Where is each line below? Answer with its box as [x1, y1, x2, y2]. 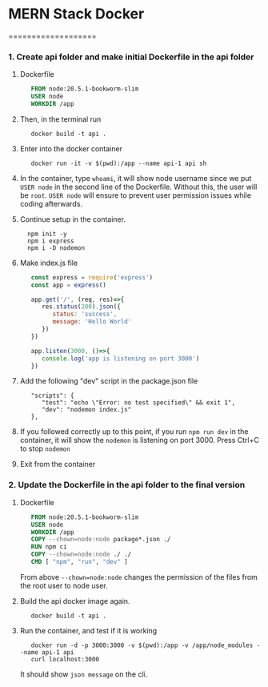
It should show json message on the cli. [19, 669, 148, 679]
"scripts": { [30, 392, 74, 400]
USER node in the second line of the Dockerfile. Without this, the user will [19, 182, 258, 191]
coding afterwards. [19, 199, 82, 208]
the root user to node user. [19, 581, 108, 590]
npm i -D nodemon [27, 243, 86, 252]
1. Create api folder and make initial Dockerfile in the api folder [8, 51, 254, 62]
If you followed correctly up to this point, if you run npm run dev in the [19, 427, 249, 436]
